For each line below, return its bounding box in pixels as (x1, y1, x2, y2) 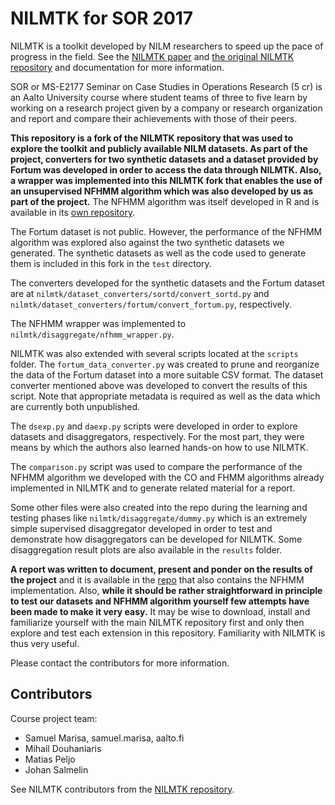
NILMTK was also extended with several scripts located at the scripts (10, 347, 299, 359)
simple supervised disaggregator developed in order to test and (10, 522, 273, 534)
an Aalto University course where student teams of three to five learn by (10, 91, 308, 103)
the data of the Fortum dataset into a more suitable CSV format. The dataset (10, 368, 324, 381)
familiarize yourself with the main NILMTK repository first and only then (10, 616, 305, 628)
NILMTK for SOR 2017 (10, 7, 194, 30)
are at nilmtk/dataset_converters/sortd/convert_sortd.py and (10, 287, 270, 299)
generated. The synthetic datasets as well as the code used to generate (10, 247, 307, 259)
